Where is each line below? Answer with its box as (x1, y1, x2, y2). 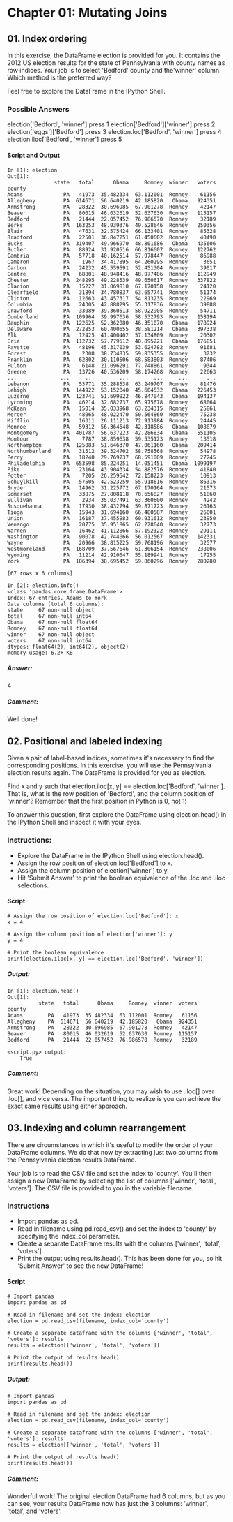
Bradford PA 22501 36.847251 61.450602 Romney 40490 (7, 234, 216, 241)
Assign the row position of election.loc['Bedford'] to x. (17, 859, 172, 867)
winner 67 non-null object (7, 630, 95, 638)
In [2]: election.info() (7, 582, 79, 589)
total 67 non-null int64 (7, 612, 92, 619)
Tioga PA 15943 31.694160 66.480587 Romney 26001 (7, 508, 216, 516)
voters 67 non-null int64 (7, 637, 92, 644)
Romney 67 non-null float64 (7, 625, 98, 632)
